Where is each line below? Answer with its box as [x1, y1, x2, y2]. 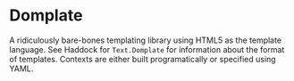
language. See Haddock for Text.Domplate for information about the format [9, 44, 285, 54]
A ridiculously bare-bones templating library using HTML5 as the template [9, 35, 282, 45]
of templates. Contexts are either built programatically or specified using [9, 53, 276, 64]
